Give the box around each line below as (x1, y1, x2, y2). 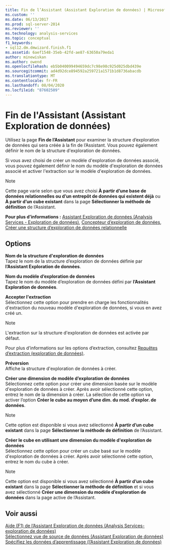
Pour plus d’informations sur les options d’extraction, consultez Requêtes (5, 345, 158, 351)
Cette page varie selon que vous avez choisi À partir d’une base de (5, 188, 147, 194)
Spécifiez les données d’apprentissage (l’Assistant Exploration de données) (5, 539, 162, 545)
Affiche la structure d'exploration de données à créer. (5, 365, 117, 372)
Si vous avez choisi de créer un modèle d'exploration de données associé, (5, 158, 160, 164)
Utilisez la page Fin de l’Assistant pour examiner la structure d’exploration (5, 137, 159, 143)
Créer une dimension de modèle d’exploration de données (5, 376, 130, 382)
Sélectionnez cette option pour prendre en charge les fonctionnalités (5, 300, 149, 306)
